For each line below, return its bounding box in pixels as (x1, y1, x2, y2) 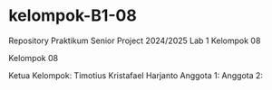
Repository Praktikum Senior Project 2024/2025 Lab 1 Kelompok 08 (8, 35, 261, 46)
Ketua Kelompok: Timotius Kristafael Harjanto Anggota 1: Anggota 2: (8, 69, 264, 81)
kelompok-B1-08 (8, 5, 137, 26)
